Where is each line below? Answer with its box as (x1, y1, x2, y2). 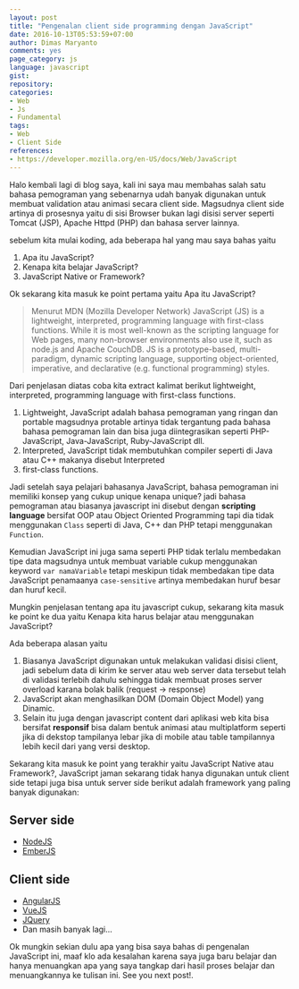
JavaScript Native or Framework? (21, 270, 145, 282)
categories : (9, 88, 54, 97)
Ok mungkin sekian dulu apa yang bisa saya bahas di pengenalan (9, 942, 250, 952)
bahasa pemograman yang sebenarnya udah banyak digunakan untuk (9, 189, 267, 200)
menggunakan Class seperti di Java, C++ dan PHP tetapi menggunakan (9, 519, 273, 530)
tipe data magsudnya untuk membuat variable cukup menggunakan (9, 556, 258, 567)
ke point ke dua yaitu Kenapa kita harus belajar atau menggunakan (9, 610, 254, 622)
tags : (9, 122, 29, 131)
